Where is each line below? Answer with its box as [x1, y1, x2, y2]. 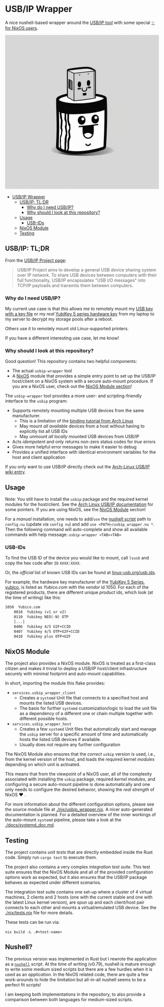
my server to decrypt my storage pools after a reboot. [5, 316, 113, 322]
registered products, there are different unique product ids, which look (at [5, 589, 153, 595]
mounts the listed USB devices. [19, 700, 82, 706]
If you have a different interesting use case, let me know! [5, 335, 119, 341]
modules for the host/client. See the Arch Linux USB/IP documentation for [5, 501, 154, 507]
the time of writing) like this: [5, 595, 61, 601]
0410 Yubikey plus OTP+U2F [14, 634, 71, 639]
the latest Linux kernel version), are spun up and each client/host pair [5, 899, 145, 905]
